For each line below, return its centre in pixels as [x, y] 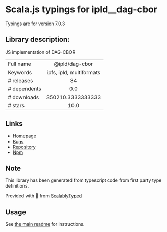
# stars [16, 105]
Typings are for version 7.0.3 [35, 24]
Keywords [20, 72]
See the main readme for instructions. [45, 224]
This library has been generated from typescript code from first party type [83, 180]
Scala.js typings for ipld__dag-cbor [81, 9]
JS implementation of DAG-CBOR [40, 52]
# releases [20, 80]
